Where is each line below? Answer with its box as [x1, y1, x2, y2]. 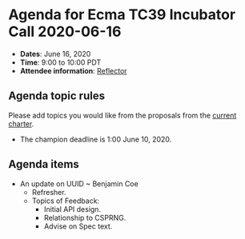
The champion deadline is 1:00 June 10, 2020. [19, 134, 172, 144]
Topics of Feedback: [31, 196, 100, 205]
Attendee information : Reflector [19, 66, 127, 75]
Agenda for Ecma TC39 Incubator [8, 6, 236, 24]
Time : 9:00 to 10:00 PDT [19, 58, 102, 67]
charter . [8, 118, 34, 129]
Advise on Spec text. [43, 221, 113, 231]
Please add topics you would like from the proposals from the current [8, 110, 237, 120]
